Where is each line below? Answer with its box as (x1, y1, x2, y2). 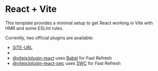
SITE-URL (12, 44, 33, 50)
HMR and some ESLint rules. (5, 25, 64, 31)
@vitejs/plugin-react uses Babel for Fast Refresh (12, 55, 112, 61)
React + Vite (5, 3, 57, 15)
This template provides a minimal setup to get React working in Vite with (5, 20, 153, 26)
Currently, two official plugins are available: (5, 35, 94, 41)
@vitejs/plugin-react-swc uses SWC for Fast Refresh (12, 60, 121, 66)
